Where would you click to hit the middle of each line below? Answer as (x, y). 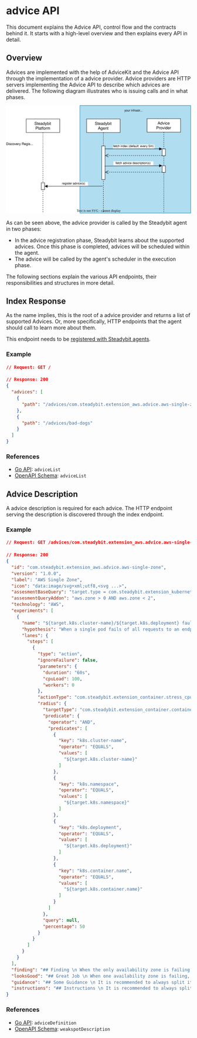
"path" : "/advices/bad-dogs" (57, 423)
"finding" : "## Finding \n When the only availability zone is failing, (102, 970)
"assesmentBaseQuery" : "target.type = (59, 592)
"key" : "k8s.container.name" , (95, 871)
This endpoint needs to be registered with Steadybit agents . (79, 339)
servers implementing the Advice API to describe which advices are (88, 85)
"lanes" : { (35, 635)
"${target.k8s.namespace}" (97, 803)
